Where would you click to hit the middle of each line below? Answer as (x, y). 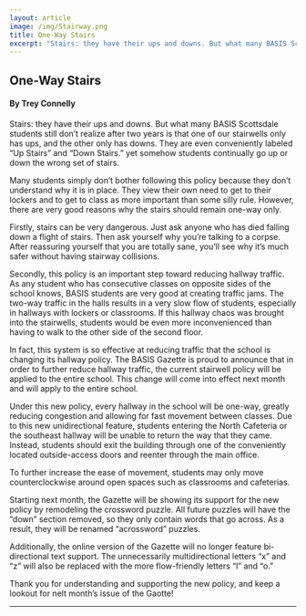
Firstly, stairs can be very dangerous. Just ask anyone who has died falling (149, 227)
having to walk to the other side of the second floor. (106, 332)
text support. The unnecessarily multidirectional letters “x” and (168, 556)
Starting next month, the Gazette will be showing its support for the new (144, 499)
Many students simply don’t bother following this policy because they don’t (150, 180)
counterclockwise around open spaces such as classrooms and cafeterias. (150, 482)
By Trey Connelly (42, 104)
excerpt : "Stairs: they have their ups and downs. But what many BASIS (148, 43)
